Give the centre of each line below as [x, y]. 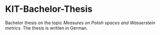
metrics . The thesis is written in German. [47, 28]
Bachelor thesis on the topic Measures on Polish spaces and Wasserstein [80, 23]
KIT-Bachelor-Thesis [49, 9]
